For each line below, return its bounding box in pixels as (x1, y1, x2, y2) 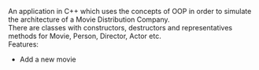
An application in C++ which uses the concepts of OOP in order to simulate (8, 7, 252, 16)
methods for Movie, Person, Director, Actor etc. (8, 31, 161, 40)
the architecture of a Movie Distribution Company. (8, 15, 171, 24)
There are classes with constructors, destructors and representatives (8, 23, 233, 32)
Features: (8, 40, 39, 49)
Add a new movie (19, 54, 76, 64)
